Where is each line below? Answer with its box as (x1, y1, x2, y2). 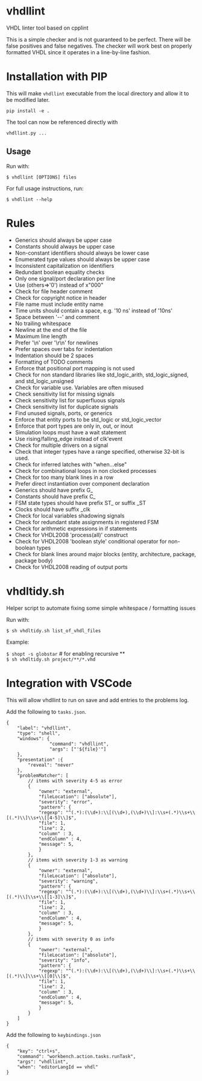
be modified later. (6, 96, 50, 103)
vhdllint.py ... (6, 130, 47, 136)
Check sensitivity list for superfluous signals (14, 396, 125, 404)
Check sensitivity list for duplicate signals (14, 403, 119, 410)
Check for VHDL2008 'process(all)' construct (14, 531, 128, 538)
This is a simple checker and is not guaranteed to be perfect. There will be (6, 36, 191, 43)
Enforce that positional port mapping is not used (14, 364, 135, 372)
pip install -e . (6, 107, 50, 114)
